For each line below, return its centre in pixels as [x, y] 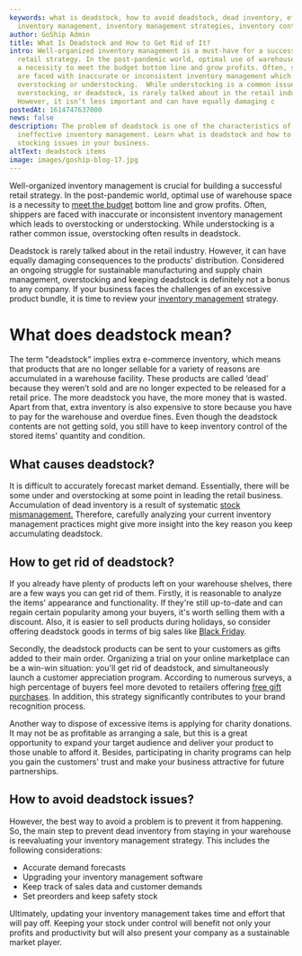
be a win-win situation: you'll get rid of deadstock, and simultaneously [139, 668]
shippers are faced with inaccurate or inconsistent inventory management [146, 214]
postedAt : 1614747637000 [56, 110]
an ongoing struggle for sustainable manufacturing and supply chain [136, 270]
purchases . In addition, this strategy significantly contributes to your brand [147, 697]
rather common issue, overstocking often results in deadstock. [125, 233]
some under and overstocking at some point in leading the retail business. [146, 496]
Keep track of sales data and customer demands [112, 886]
